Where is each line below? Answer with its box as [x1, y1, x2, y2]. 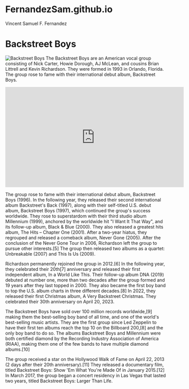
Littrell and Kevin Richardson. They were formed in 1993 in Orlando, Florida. [5, 66, 164, 72]
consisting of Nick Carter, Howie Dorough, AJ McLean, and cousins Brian [5, 60, 159, 67]
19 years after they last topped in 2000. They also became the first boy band [5, 282, 166, 288]
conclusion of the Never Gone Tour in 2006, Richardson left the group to [5, 240, 157, 246]
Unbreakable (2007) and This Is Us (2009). [5, 251, 96, 257]
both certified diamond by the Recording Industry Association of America [5, 335, 159, 342]
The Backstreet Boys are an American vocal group [45, 55, 151, 61]
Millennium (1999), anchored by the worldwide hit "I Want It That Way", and [5, 218, 163, 225]
